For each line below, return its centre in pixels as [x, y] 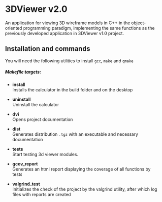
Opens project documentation [42, 119]
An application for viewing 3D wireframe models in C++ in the [68, 23]
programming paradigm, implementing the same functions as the [89, 28]
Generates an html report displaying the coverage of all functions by [81, 169]
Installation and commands [48, 49]
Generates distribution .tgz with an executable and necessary [75, 134]
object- [139, 23]
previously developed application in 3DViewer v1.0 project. [65, 33]
